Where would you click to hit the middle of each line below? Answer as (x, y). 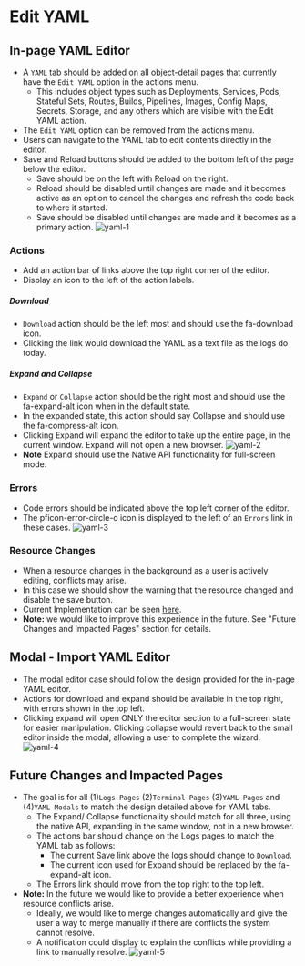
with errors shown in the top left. (84, 708)
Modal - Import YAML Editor (90, 657)
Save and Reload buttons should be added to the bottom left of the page (158, 159)
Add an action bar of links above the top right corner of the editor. (146, 270)
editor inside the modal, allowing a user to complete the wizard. (142, 737)
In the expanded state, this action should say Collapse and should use (153, 416)
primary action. (65, 227)
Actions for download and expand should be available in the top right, (153, 698)
